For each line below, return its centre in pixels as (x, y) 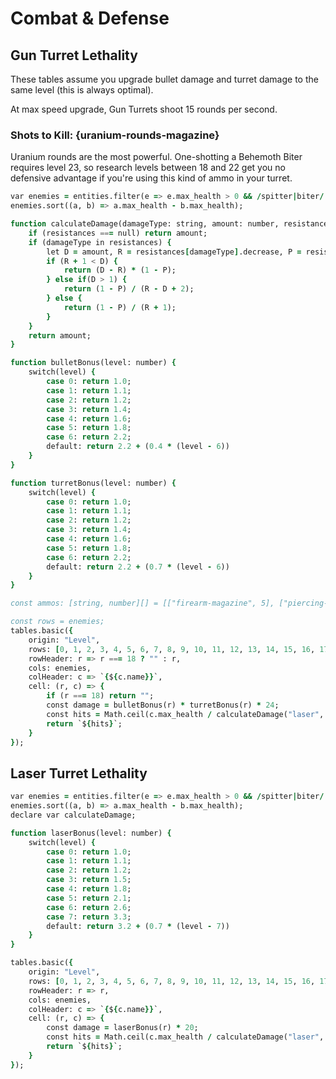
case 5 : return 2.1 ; (89, 898)
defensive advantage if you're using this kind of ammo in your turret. (151, 178)
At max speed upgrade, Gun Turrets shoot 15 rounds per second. (144, 109)
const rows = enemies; (57, 622)
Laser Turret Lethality (79, 773)
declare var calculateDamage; (73, 815)
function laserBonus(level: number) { (91, 833)
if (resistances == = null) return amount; (118, 233)
